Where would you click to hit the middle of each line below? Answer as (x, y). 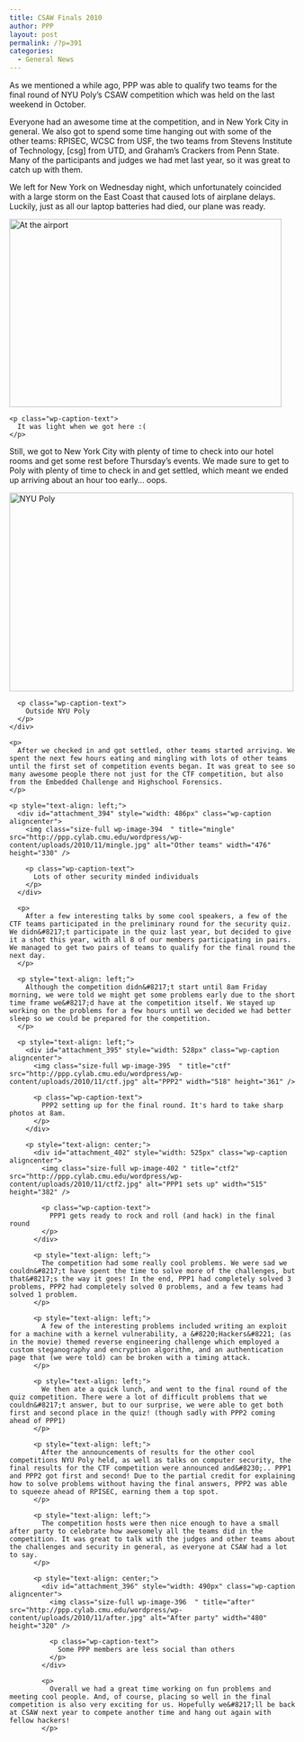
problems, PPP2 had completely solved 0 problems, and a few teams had (146, 1287)
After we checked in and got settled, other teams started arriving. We (156, 751)
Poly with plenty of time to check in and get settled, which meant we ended (149, 470)
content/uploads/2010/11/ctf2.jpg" (76, 1184)
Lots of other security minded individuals (116, 877)
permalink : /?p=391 (46, 43)
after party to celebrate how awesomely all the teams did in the (136, 1531)
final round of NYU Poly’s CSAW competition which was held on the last (142, 95)
